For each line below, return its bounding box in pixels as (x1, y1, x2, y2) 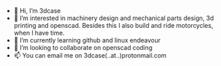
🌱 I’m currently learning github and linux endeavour (13, 36, 161, 44)
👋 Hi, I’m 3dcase (13, 7, 61, 15)
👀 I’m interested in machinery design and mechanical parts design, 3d (13, 14, 214, 22)
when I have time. (13, 28, 65, 37)
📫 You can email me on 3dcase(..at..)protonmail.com (13, 51, 167, 59)
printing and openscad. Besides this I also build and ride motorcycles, (13, 22, 213, 29)
